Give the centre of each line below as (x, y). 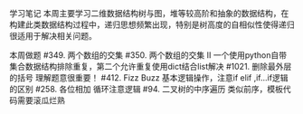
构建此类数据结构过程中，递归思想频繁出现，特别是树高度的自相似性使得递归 (152, 24)
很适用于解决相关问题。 (53, 36)
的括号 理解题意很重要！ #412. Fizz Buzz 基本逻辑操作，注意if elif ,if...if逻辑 (149, 78)
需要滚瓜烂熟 (41, 100)
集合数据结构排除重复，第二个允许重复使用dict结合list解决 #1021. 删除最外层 (151, 66)
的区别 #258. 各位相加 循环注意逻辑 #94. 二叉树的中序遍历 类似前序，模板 (146, 89)
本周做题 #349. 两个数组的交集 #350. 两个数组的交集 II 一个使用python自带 (148, 55)
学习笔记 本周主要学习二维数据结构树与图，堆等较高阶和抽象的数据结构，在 (149, 13)
